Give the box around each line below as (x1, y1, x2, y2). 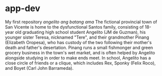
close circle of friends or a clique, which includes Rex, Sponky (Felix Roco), (5, 60, 156, 66)
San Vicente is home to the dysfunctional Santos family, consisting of (5, 24, 144, 30)
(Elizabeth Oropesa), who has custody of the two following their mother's (5, 39, 152, 45)
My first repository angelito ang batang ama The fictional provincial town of (5, 19, 157, 25)
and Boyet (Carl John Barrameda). (5, 65, 74, 71)
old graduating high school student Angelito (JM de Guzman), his (15, 29, 146, 35)
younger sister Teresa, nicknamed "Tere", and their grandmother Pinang (5, 34, 149, 40)
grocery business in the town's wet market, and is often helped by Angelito (5, 49, 155, 56)
